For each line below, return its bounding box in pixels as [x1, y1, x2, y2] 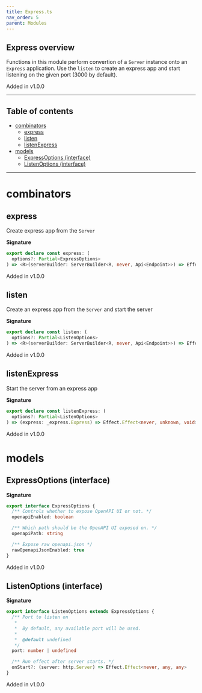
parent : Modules [6, 20, 47, 26]
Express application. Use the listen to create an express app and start [6, 64, 180, 72]
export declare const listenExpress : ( [6, 408, 106, 414]
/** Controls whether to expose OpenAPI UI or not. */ [11, 509, 152, 515]
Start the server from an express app [6, 384, 98, 392]
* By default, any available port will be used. [14, 625, 141, 632]
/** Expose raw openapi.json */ [11, 541, 93, 547]
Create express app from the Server [6, 227, 95, 234]
